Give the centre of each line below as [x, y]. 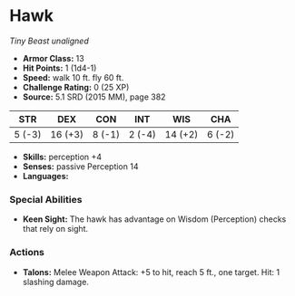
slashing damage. [55, 282]
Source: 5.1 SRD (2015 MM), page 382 [94, 97]
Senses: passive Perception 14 [80, 166]
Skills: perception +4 [62, 157]
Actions [27, 253]
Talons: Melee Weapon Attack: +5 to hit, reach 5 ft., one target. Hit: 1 [151, 272]
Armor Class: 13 [53, 58]
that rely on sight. [55, 229]
